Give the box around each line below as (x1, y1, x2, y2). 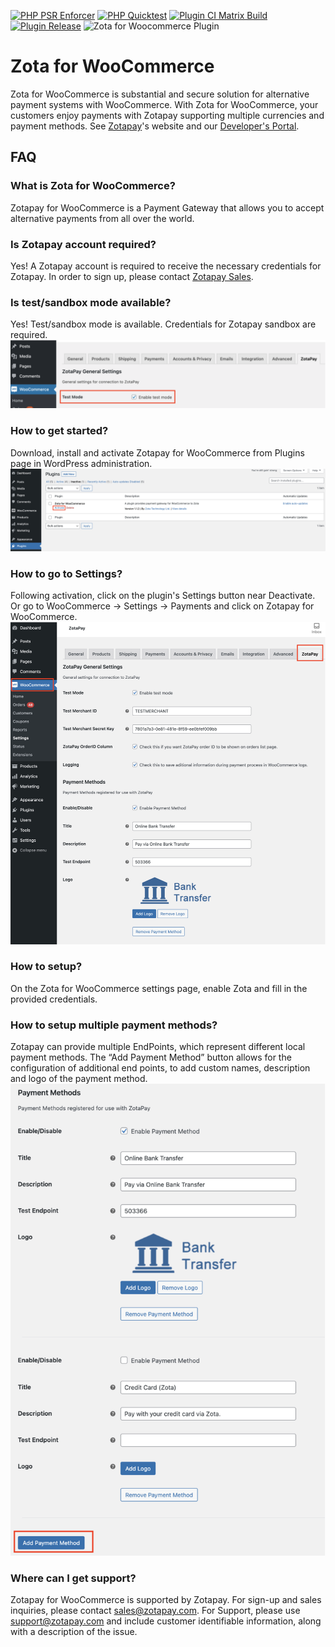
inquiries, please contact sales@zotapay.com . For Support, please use (10, 1604, 301, 1616)
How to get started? (10, 424, 109, 438)
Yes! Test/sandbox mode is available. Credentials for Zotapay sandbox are (10, 318, 317, 330)
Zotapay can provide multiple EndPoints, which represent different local (10, 1041, 306, 1053)
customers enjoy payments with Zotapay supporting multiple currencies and (10, 109, 325, 121)
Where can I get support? (10, 1571, 137, 1585)
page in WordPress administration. (10, 457, 153, 469)
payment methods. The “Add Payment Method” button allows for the (10, 1051, 292, 1064)
